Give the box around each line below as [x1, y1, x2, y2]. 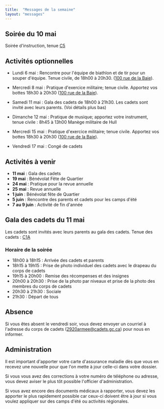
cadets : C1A [5, 234, 31, 240]
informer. [5, 331, 23, 337]
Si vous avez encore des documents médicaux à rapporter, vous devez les [5, 387, 155, 394]
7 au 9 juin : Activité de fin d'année [12, 202, 83, 207]
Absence [5, 308, 33, 316]
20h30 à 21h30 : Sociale [12, 289, 61, 295]
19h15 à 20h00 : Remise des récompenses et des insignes [12, 273, 129, 279]
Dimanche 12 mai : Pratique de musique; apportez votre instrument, [12, 114, 148, 120]
